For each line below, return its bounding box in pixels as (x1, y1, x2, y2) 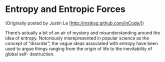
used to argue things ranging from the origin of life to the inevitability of (5, 45, 152, 51)
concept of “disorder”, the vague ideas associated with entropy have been (5, 40, 158, 46)
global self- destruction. (5, 51, 55, 57)
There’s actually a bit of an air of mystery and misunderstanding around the (5, 29, 160, 35)
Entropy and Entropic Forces (5, 3, 126, 15)
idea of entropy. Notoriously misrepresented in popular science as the (5, 35, 149, 41)
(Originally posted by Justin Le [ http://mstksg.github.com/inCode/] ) (5, 20, 144, 26)
